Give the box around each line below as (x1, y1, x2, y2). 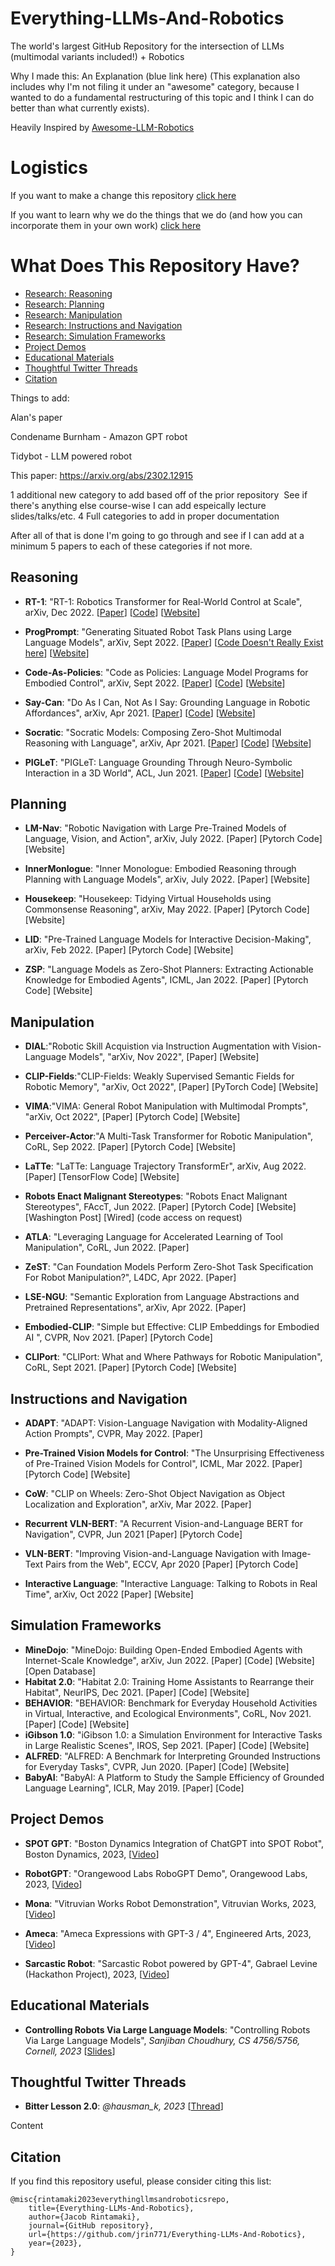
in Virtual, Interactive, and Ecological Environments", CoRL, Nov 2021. (24, 1707, 312, 1719)
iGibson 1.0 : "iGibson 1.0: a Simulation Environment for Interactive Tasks (24, 1728, 323, 1741)
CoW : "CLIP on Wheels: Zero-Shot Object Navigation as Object (24, 1488, 286, 1500)
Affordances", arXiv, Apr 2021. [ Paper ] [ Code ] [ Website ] (24, 707, 256, 719)
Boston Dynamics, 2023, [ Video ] (24, 1848, 160, 1860)
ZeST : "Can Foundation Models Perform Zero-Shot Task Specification (24, 1261, 314, 1273)
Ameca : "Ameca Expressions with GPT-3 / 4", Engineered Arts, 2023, (24, 1927, 312, 1939)
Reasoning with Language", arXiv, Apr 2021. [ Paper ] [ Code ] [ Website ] (24, 737, 312, 749)
